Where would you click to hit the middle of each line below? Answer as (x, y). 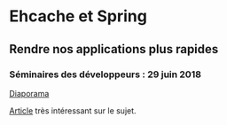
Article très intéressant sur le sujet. (73, 110)
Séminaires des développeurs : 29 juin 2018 (106, 74)
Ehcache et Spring (78, 16)
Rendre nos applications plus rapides (114, 49)
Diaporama (29, 93)
